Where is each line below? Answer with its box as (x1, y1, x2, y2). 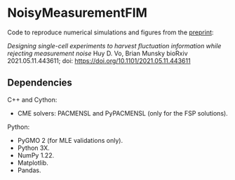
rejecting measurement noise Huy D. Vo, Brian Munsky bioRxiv (7, 49, 188, 57)
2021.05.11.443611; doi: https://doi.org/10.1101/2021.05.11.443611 (7, 56, 191, 64)
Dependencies (7, 77, 72, 89)
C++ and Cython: (7, 95, 58, 104)
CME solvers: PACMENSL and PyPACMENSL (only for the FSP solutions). (17, 109, 228, 117)
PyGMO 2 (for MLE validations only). (17, 136, 123, 144)
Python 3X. (17, 144, 51, 152)
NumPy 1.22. (17, 151, 55, 159)
